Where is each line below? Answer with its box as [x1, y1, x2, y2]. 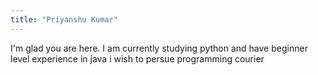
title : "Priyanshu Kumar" [10, 14, 118, 25]
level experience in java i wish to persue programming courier [10, 52, 265, 65]
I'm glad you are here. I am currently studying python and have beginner [10, 42, 308, 54]
